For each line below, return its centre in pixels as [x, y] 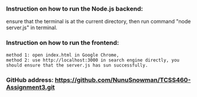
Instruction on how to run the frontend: [62, 43]
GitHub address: [30, 79]
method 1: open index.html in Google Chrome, [62, 55]
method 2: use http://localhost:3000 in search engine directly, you [93, 60]
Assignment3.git [30, 87]
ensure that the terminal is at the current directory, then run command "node [98, 22]
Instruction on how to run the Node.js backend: [75, 9]
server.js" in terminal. [32, 27]
